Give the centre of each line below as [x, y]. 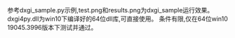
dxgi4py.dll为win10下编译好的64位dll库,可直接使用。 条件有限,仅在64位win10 [117, 19]
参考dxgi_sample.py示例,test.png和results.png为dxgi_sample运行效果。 [110, 10]
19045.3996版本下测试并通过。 [52, 27]
